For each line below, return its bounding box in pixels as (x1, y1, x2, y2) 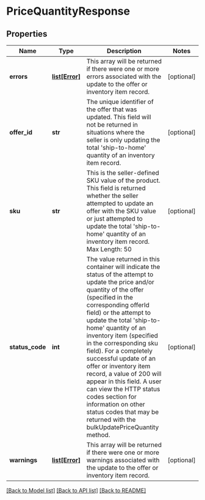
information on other (86, 400, 145, 408)
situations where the (86, 128, 145, 136)
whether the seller (86, 191, 138, 200)
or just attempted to (86, 215, 143, 222)
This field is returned (86, 184, 146, 192)
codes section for (86, 392, 137, 401)
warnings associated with (86, 456, 160, 464)
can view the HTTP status (86, 385, 160, 393)
